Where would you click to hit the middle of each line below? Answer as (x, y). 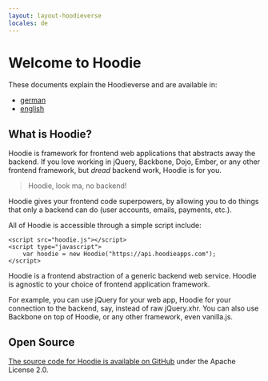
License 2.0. (28, 370)
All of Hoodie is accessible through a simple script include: (105, 226)
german (33, 100)
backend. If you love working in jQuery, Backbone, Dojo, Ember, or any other (134, 162)
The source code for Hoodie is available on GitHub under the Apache (122, 362)
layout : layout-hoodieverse (55, 16)
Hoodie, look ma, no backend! (77, 186)
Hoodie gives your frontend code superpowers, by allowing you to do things (134, 202)
